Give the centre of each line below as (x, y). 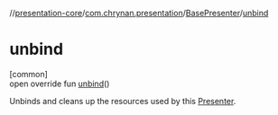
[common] (28, 74)
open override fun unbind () (60, 84)
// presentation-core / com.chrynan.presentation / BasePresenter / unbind (139, 13)
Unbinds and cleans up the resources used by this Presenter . (123, 101)
